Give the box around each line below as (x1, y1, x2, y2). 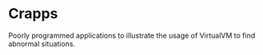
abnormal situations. (8, 38, 76, 48)
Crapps (8, 5, 58, 23)
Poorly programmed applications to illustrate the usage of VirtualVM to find (8, 31, 256, 40)
